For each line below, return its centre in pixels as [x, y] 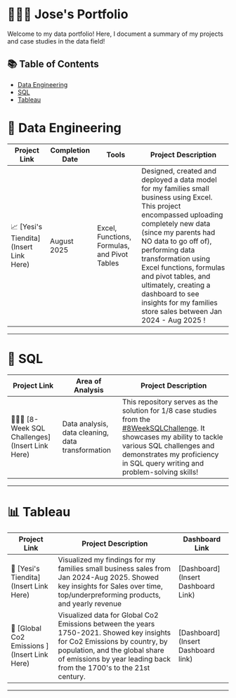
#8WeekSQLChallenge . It [163, 428]
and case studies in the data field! [56, 41]
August [62, 241]
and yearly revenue [90, 603]
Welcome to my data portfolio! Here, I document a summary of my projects [115, 34]
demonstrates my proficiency [170, 454]
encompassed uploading [182, 215]
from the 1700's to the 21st [104, 668]
